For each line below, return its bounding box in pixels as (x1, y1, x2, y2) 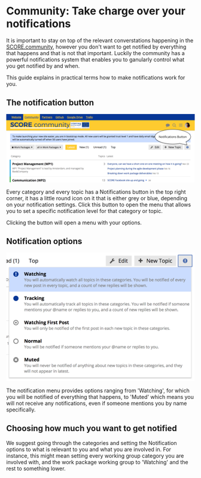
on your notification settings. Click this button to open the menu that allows (6, 201, 191, 208)
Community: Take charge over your (6, 4, 185, 18)
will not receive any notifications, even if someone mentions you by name (6, 399, 187, 407)
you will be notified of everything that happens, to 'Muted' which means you (6, 393, 194, 400)
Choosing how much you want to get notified (6, 423, 178, 434)
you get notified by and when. (6, 62, 80, 70)
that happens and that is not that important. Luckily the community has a (6, 49, 185, 56)
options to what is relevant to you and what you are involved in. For (6, 446, 172, 453)
